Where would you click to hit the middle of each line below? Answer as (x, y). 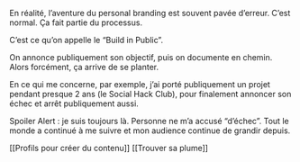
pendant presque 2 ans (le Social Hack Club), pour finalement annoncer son (150, 94)
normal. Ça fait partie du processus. (76, 22)
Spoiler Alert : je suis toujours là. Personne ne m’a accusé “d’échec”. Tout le (150, 121)
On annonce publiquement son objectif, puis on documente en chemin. (141, 57)
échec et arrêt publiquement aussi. (74, 103)
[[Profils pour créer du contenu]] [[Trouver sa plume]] (109, 148)
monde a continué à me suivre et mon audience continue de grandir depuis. (150, 130)
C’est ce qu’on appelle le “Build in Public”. (86, 40)
